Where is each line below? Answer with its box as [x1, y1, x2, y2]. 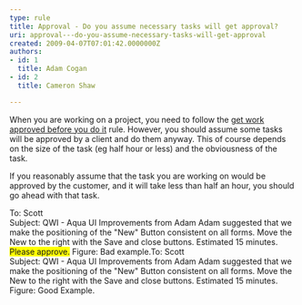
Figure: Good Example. [9, 284, 96, 296]
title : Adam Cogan [17, 65, 88, 74]
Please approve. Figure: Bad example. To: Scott [9, 246, 185, 257]
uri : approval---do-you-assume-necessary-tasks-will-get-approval [9, 30, 267, 39]
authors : [9, 47, 43, 56]
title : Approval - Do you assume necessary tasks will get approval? [9, 22, 279, 31]
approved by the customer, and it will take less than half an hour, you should [9, 179, 295, 191]
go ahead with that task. [9, 189, 100, 200]
